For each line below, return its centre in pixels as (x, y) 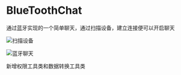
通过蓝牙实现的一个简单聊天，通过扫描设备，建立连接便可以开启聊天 (91, 28)
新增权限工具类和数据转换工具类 (46, 66)
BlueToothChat (44, 10)
